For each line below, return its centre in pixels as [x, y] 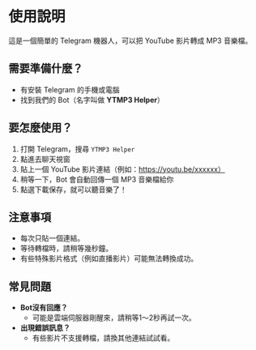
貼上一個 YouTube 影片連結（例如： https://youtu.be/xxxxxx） [122, 169]
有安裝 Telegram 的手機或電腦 [70, 89]
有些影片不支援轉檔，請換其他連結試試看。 [103, 338]
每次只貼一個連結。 [52, 238]
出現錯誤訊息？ [45, 328]
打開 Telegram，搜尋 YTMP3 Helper [77, 149]
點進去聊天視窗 [45, 159]
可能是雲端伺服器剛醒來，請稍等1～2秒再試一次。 [114, 318]
